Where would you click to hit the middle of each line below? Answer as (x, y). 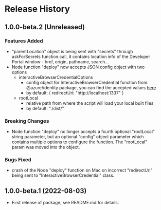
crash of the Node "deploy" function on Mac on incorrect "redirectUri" (82, 170)
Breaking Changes (27, 121)
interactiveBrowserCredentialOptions (56, 77)
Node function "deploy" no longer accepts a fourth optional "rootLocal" (83, 132)
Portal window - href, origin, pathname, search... (60, 61)
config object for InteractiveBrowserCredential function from (87, 82)
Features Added (24, 41)
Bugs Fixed (18, 160)
